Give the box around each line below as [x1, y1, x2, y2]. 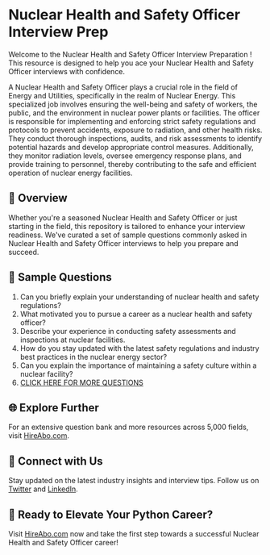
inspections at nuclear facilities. [19, 335, 126, 344]
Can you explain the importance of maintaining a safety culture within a [19, 361, 257, 370]
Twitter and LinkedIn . [8, 484, 78, 494]
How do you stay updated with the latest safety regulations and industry [19, 343, 260, 353]
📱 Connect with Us [8, 454, 103, 468]
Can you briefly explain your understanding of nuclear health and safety [19, 292, 260, 302]
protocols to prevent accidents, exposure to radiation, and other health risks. [8, 125, 263, 135]
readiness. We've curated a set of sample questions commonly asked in [8, 230, 247, 240]
